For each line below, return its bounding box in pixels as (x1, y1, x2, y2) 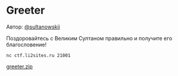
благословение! (6, 41, 47, 48)
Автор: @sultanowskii (6, 23, 60, 30)
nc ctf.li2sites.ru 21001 (6, 52, 70, 58)
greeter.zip (6, 63, 33, 70)
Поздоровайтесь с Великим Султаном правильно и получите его (6, 34, 173, 42)
